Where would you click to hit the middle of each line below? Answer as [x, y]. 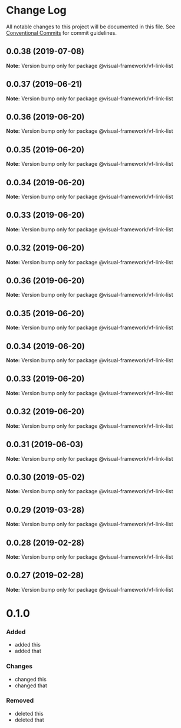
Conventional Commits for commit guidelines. [61, 32]
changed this [31, 679]
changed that [31, 686]
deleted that [29, 720]
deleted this [29, 713]
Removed [20, 701]
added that [28, 651]
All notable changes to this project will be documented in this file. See [91, 27]
